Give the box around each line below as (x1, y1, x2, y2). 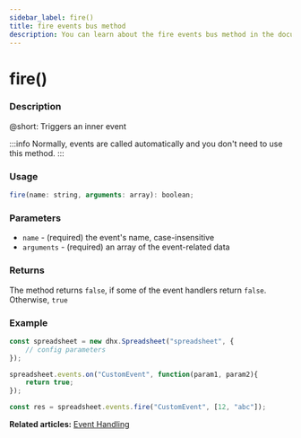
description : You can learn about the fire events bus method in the (9, 30, 275, 39)
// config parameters (25, 345, 106, 355)
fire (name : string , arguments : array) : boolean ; (9, 190, 194, 200)
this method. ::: (9, 147, 64, 158)
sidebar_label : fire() (9, 13, 94, 22)
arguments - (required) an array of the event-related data (21, 241, 230, 252)
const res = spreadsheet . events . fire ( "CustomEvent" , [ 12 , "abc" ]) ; (9, 403, 267, 412)
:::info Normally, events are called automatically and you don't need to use (9, 138, 283, 149)
